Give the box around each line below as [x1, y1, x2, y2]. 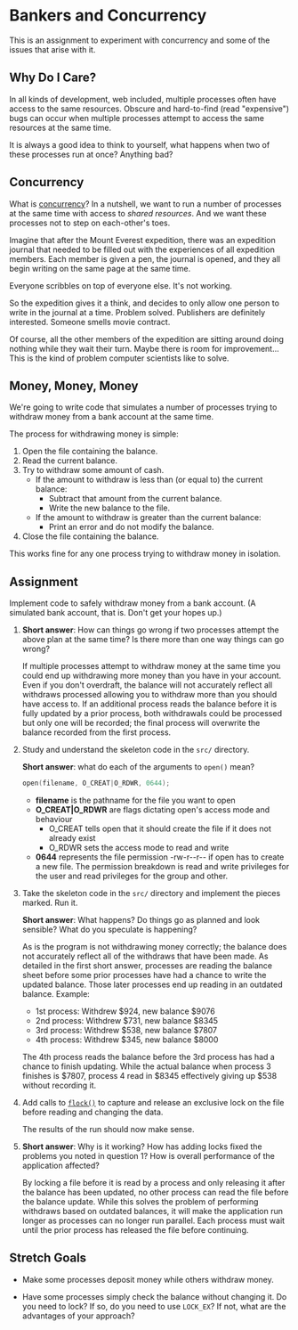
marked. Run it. [21, 897, 78, 909]
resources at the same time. [9, 122, 112, 133]
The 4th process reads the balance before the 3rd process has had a [21, 1052, 276, 1063]
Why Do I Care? [9, 70, 97, 86]
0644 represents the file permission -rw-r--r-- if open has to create [35, 852, 285, 862]
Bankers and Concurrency [9, 5, 207, 26]
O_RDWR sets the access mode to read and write [48, 843, 230, 853]
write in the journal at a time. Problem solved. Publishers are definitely [9, 306, 266, 317]
